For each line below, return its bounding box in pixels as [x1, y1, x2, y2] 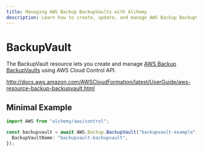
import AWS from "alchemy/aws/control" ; [6, 118, 110, 124]
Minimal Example [6, 102, 72, 112]
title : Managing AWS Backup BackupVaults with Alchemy [6, 8, 147, 15]
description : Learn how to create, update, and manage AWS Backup [6, 14, 177, 21]
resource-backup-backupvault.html [6, 85, 95, 92]
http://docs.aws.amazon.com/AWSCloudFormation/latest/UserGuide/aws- [6, 78, 191, 86]
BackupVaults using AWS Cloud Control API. [6, 67, 117, 74]
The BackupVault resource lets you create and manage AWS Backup [6, 60, 176, 68]
